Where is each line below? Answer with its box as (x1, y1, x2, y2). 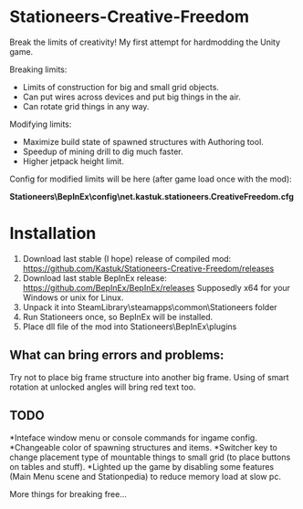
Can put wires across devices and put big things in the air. (22, 91, 242, 102)
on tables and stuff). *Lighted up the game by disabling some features (9, 461, 275, 472)
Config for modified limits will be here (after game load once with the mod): (9, 173, 292, 184)
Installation (9, 223, 97, 244)
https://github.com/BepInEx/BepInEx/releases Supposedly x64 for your (22, 282, 290, 293)
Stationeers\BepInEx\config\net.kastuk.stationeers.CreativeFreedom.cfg (9, 191, 295, 202)
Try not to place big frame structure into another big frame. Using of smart (9, 371, 289, 382)
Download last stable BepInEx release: (22, 272, 167, 284)
